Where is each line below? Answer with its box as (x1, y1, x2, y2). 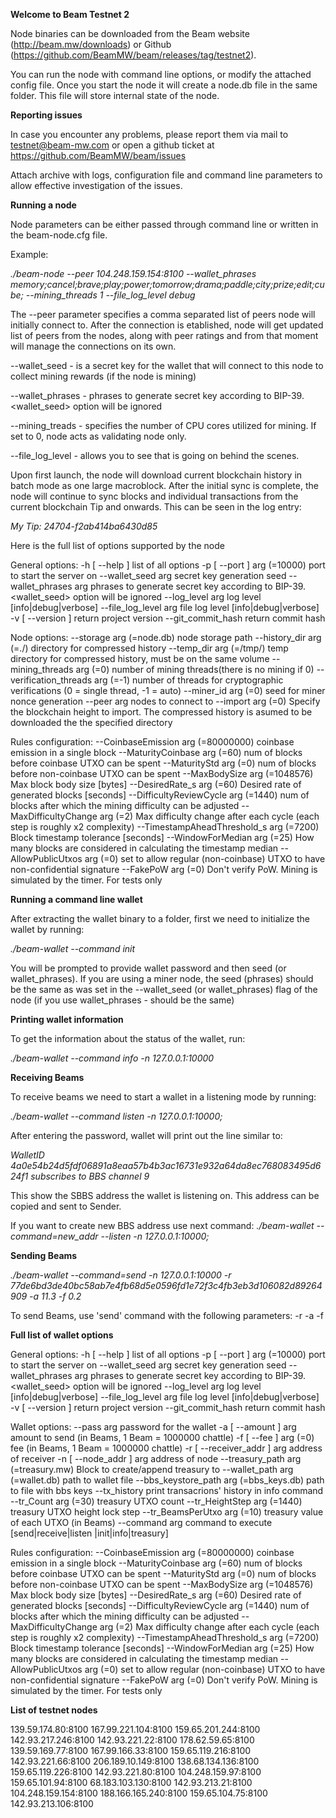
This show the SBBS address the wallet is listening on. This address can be (10, 1190, 320, 1201)
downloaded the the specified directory (10, 717, 173, 728)
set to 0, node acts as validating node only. (10, 430, 187, 442)
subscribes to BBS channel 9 (30, 1170, 150, 1182)
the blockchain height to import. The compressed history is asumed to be (10, 706, 313, 718)
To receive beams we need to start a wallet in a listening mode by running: (10, 1091, 317, 1103)
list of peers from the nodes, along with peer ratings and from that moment (10, 330, 319, 341)
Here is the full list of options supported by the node (10, 540, 225, 551)
